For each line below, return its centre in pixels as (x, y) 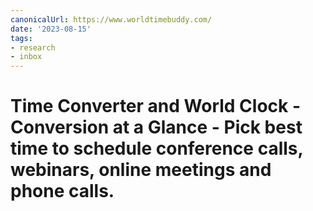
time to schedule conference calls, (157, 148)
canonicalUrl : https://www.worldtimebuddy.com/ (111, 19)
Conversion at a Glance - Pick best (156, 127)
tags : (21, 38)
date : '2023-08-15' (51, 29)
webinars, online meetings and (141, 170)
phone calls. (62, 191)
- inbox (26, 57)
